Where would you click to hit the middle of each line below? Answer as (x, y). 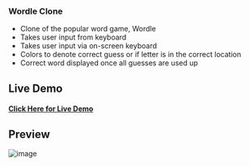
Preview (30, 134)
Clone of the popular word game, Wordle (88, 29)
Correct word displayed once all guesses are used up (109, 63)
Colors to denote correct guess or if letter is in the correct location (131, 55)
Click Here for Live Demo (51, 109)
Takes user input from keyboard (73, 37)
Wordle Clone (36, 11)
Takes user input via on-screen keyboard (89, 46)
